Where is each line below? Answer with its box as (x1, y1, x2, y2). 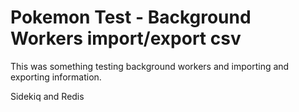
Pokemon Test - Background (10, 6, 252, 29)
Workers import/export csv (10, 27, 242, 50)
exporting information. (10, 71, 102, 83)
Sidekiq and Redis (10, 90, 85, 102)
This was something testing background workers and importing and (10, 60, 290, 72)
